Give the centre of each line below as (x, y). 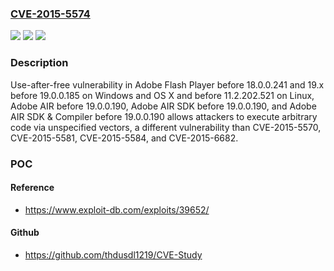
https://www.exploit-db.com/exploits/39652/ (117, 209)
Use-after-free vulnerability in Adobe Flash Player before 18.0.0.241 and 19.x (167, 84)
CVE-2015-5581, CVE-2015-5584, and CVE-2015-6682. (124, 138)
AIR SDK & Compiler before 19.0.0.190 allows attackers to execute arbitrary (164, 116)
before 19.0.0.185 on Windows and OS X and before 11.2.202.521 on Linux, (162, 95)
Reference (32, 188)
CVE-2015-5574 (50, 14)
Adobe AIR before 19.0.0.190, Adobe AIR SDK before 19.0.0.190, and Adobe (163, 106)
